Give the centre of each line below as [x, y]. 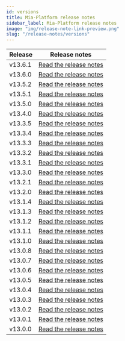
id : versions [23, 12]
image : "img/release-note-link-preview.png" [63, 29]
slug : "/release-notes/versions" [48, 34]
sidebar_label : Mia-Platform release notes [62, 23]
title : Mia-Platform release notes [51, 17]
